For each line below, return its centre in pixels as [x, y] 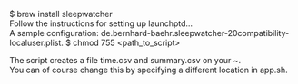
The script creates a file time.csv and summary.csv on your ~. [125, 60]
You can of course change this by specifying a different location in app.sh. [149, 70]
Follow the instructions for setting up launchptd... [101, 23]
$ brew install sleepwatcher [61, 14]
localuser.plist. [36, 42]
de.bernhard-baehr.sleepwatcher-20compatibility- [195, 33]
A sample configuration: [55, 33]
